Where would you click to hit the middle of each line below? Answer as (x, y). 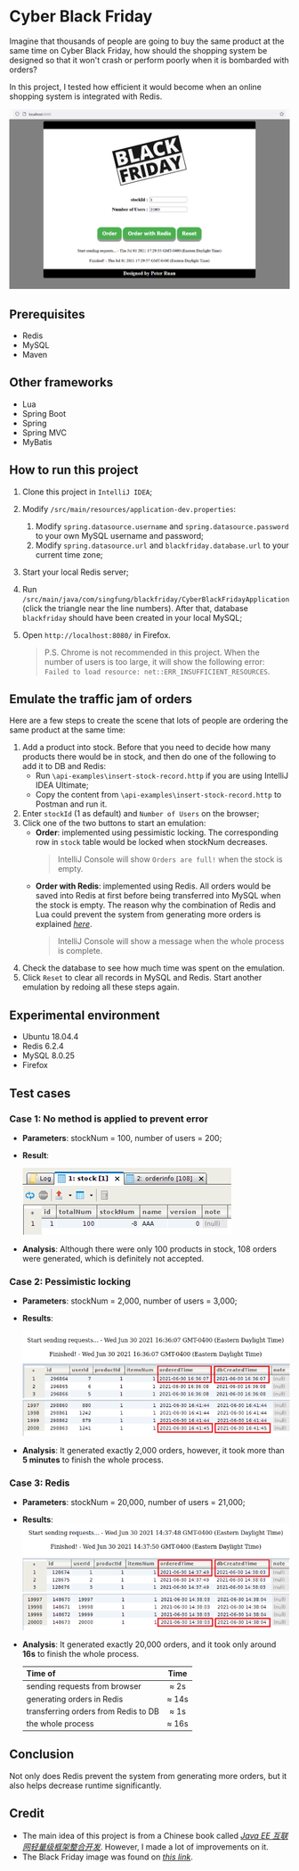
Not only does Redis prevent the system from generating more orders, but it (148, 1776)
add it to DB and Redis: (64, 766)
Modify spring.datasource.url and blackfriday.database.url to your (162, 545)
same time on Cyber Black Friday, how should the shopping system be (138, 50)
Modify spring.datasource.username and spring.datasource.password (162, 526)
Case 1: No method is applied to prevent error (109, 1119)
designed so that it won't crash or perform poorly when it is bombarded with (149, 60)
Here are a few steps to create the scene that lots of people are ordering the (149, 721)
